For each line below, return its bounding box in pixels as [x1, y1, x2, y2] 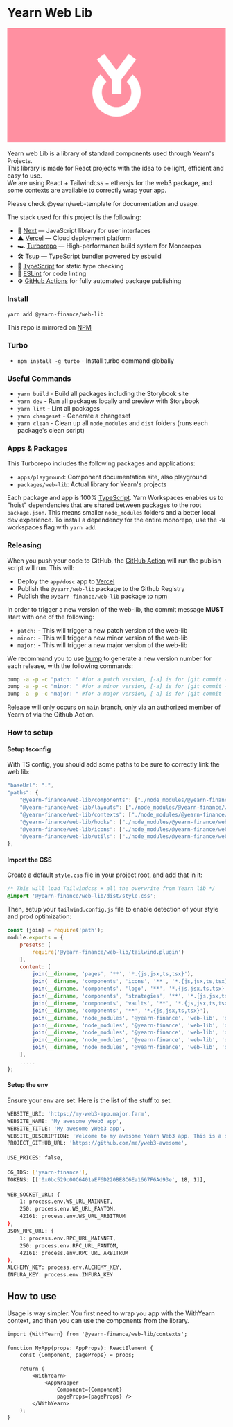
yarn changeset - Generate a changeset [17, 411, 131, 420]
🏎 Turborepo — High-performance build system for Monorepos [17, 241, 202, 250]
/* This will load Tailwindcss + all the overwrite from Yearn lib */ [7, 885, 216, 892]
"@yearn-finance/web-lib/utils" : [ [19, 833, 123, 840]
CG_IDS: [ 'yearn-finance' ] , [7, 1169, 89, 1176]
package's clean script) [17, 427, 85, 435]
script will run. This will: [7, 563, 75, 572]
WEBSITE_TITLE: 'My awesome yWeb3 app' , [7, 1125, 126, 1132]
